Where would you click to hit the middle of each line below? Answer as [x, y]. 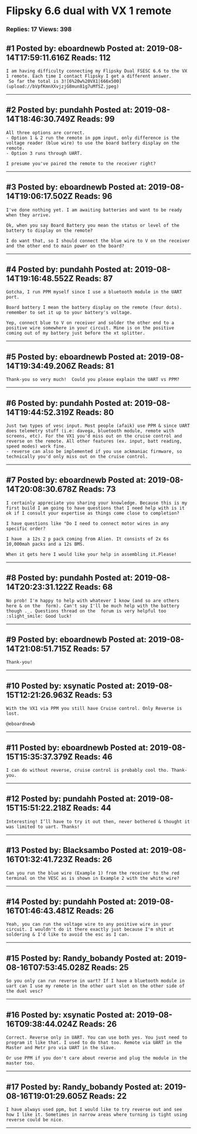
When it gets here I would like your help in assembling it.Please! [91, 554]
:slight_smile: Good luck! [39, 616]
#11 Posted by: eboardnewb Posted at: [77, 747]
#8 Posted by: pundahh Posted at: [69, 578]
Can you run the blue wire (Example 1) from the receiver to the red [93, 873]
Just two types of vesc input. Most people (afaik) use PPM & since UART [98, 426]
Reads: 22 [108, 1096]
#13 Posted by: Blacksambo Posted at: [77, 850]
